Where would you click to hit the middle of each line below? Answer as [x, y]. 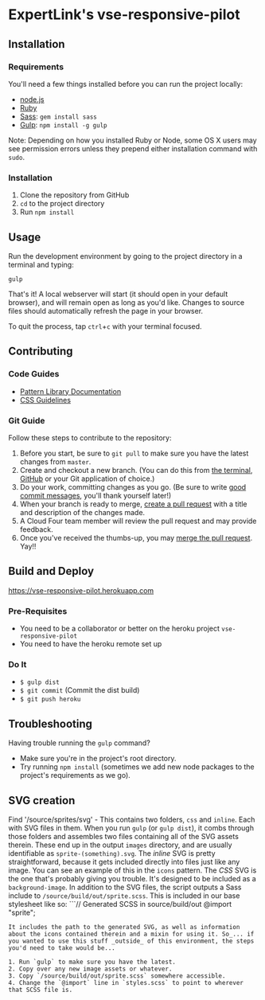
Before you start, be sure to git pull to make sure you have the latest [134, 453]
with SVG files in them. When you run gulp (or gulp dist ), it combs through [131, 828]
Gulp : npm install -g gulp [63, 124]
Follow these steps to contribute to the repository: [90, 437]
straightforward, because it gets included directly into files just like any [124, 862]
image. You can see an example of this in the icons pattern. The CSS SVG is [132, 870]
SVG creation [42, 801]
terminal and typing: [41, 264]
